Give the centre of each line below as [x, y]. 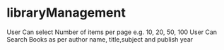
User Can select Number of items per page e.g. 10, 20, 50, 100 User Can [112, 32]
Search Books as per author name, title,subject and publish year [100, 39]
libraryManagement [66, 13]
